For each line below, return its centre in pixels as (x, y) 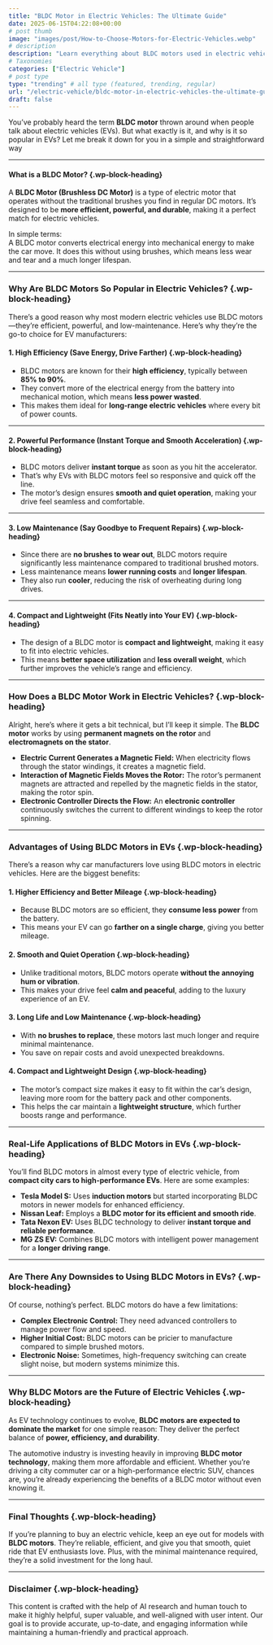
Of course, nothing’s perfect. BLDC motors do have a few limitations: (123, 1305)
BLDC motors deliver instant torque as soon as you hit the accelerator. (139, 467)
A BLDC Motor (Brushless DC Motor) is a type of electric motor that (122, 193)
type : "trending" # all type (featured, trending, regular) (113, 84)
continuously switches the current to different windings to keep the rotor (141, 809)
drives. (32, 589)
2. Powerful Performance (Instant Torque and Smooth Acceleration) (125, 440)
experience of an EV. (55, 998)
